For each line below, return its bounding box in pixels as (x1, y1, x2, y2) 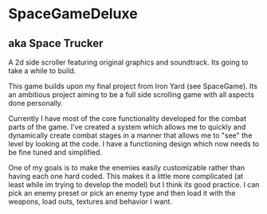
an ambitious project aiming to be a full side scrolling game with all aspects (8, 90, 255, 99)
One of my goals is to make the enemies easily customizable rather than (8, 163, 245, 172)
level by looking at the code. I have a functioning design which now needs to (8, 139, 260, 148)
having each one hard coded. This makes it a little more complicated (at (8, 172, 244, 181)
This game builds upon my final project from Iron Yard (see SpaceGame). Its (8, 81, 257, 91)
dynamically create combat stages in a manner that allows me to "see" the (8, 130, 253, 140)
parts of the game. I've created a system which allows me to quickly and (8, 123, 246, 131)
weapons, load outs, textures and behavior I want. (8, 196, 173, 206)
